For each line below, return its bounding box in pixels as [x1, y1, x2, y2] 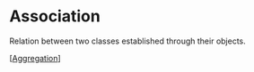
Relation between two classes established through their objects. [9, 36, 247, 46]
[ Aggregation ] [9, 52, 61, 63]
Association [9, 6, 101, 27]
